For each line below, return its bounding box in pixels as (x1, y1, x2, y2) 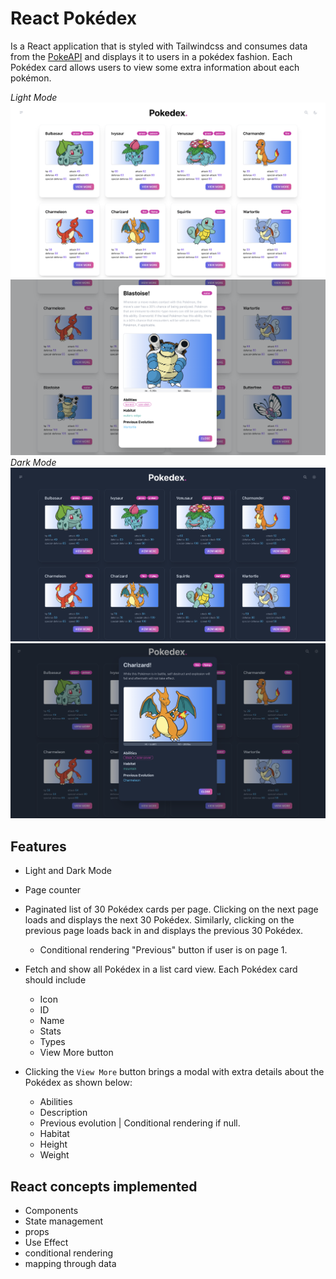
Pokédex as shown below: (24, 1077, 133, 1089)
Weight (39, 1149, 70, 1161)
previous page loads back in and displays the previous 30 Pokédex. (24, 925, 304, 937)
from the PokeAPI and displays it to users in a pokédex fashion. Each (10, 50, 293, 62)
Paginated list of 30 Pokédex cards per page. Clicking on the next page (24, 903, 319, 916)
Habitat (39, 1128, 70, 1140)
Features (10, 838, 67, 855)
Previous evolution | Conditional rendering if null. (39, 1117, 241, 1129)
